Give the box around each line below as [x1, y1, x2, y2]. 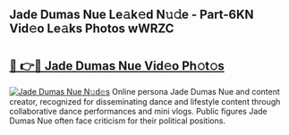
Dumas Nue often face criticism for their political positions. [9, 115, 226, 126]
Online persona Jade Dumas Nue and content [111, 87, 280, 97]
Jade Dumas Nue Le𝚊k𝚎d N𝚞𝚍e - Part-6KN [9, 7, 254, 22]
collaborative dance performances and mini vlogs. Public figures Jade [9, 106, 268, 116]
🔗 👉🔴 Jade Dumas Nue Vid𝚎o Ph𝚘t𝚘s [9, 58, 225, 73]
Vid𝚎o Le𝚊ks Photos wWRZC [9, 21, 174, 37]
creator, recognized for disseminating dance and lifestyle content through [9, 97, 281, 106]
